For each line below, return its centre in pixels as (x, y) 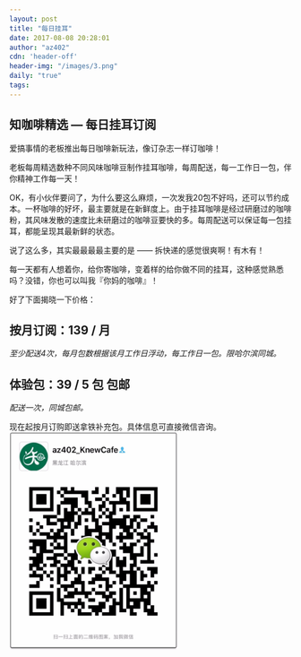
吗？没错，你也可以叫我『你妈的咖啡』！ (84, 280)
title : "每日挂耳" (41, 28)
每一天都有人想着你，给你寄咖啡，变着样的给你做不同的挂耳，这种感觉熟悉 (146, 269)
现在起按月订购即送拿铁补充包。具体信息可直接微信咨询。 (115, 427)
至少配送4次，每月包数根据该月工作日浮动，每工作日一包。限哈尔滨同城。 (146, 353)
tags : (19, 85)
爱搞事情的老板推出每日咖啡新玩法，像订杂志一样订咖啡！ (115, 148)
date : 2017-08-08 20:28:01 (60, 38)
